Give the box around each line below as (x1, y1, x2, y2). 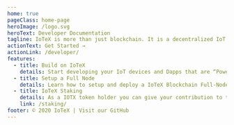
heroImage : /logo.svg (7, 23, 70, 30)
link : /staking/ (19, 101, 68, 108)
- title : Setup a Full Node (13, 74, 95, 82)
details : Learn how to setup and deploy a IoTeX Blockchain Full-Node (19, 81, 229, 88)
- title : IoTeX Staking (13, 87, 82, 94)
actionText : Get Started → (7, 42, 86, 49)
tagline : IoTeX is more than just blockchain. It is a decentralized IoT (7, 36, 226, 43)
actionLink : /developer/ (7, 49, 79, 56)
